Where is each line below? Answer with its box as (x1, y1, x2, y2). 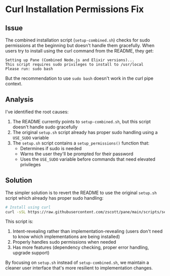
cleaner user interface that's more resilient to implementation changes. (5, 265, 153, 271)
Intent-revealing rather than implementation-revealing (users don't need (12, 228, 163, 235)
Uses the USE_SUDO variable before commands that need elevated (20, 156, 156, 162)
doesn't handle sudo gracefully (12, 124, 78, 130)
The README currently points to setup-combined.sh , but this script (12, 118, 151, 124)
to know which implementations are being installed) (12, 234, 120, 240)
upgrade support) (12, 250, 50, 256)
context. (5, 81, 23, 86)
